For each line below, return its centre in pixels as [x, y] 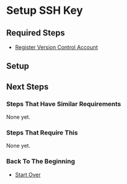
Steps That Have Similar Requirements [64, 104]
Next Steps [27, 87]
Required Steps [36, 33]
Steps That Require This [42, 132]
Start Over [28, 174]
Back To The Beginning [41, 162]
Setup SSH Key [45, 11]
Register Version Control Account [56, 47]
